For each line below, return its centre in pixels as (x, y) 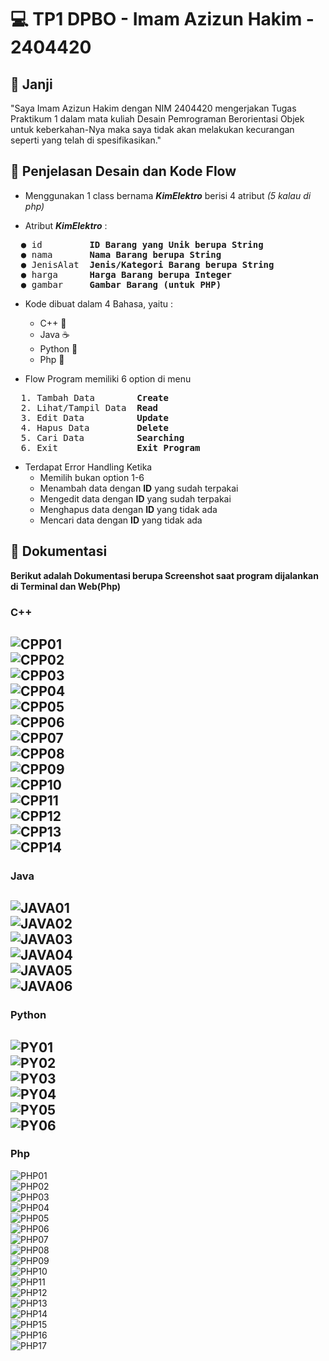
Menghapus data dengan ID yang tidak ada (128, 509)
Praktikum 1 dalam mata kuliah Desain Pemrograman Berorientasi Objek (157, 119)
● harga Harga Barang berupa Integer (126, 274)
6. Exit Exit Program (110, 447)
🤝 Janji (31, 84)
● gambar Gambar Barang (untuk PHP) (121, 284)
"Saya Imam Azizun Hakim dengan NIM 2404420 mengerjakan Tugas (153, 108)
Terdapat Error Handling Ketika (88, 467)
